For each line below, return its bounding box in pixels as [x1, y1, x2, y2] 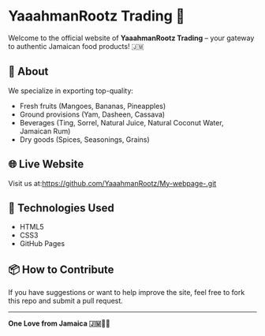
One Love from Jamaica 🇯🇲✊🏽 [8, 319, 110, 328]
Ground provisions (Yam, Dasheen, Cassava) [19, 110, 166, 119]
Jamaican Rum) [19, 126, 71, 136]
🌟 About [8, 65, 49, 78]
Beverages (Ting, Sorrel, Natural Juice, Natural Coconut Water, [19, 118, 224, 127]
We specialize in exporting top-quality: [8, 86, 134, 95]
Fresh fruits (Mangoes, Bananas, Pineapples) [19, 101, 166, 110]
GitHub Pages [19, 239, 65, 248]
